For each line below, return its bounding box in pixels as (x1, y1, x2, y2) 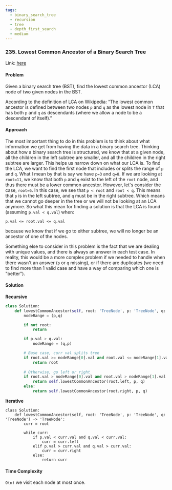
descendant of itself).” (5, 115, 52, 121)
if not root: (24, 322, 52, 327)
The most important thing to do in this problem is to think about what (5, 138, 150, 144)
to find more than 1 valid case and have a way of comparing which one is (5, 265, 159, 271)
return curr (41, 457, 68, 462)
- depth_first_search (10, 27, 56, 32)
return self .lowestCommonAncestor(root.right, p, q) (32, 388, 147, 394)
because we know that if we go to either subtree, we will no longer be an (5, 228, 159, 234)
